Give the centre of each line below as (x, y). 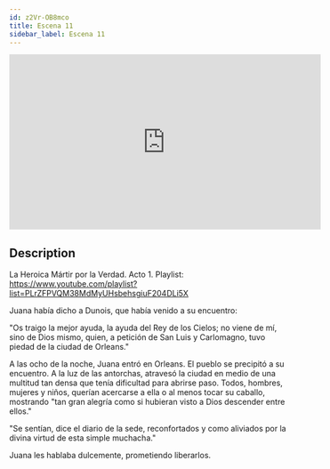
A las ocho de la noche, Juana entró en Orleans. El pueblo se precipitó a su (147, 364)
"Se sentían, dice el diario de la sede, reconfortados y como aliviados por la (148, 429)
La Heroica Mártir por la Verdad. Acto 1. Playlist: (97, 275)
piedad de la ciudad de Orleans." (69, 347)
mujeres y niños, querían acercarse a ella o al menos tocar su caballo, (137, 392)
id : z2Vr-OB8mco (39, 17)
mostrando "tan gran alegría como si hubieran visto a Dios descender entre (147, 402)
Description (42, 253)
